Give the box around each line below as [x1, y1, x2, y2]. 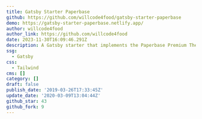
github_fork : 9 [6, 103, 44, 110]
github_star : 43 [6, 98, 47, 104]
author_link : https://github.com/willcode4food [6, 31, 128, 37]
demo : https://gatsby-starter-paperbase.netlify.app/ [6, 20, 144, 26]
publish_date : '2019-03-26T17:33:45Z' [6, 87, 103, 93]
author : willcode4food [6, 25, 63, 32]
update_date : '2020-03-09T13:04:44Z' [6, 93, 101, 99]
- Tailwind [11, 64, 39, 71]
